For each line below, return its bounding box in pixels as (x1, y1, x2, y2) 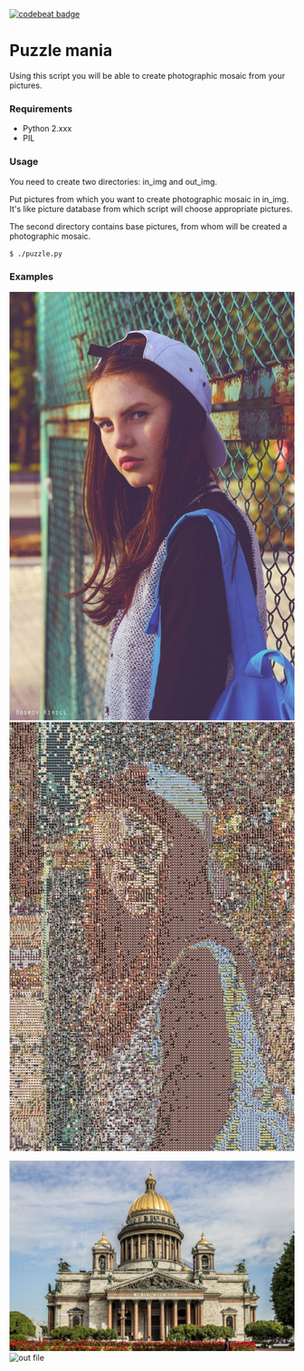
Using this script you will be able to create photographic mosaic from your (9, 70, 286, 81)
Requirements (9, 102, 73, 115)
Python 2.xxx (22, 123, 72, 134)
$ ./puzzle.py (9, 249, 63, 258)
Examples (9, 270, 54, 283)
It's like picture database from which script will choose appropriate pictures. (9, 203, 293, 214)
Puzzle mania (9, 41, 113, 61)
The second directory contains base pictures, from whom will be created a (9, 220, 288, 231)
